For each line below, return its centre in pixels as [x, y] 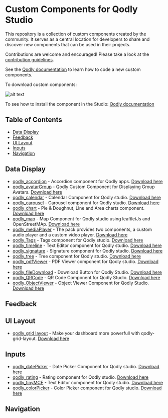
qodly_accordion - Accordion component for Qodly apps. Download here [88, 181]
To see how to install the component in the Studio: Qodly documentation [80, 104]
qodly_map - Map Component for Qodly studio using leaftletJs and [81, 219]
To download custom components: [41, 85]
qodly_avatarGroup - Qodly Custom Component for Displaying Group [83, 187]
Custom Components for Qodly [71, 9]
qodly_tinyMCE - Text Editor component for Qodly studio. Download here [88, 382]
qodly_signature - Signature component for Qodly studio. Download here [88, 250]
